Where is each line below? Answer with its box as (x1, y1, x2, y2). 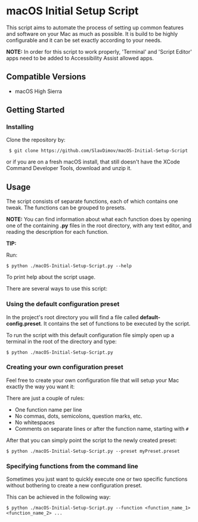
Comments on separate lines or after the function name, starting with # (14, 425, 189, 432)
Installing (6, 123, 34, 131)
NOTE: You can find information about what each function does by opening (6, 216, 191, 223)
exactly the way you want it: (6, 383, 75, 390)
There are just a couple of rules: (6, 394, 85, 401)
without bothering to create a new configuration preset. (6, 482, 143, 489)
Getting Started (6, 105, 65, 115)
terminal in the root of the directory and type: (6, 338, 117, 345)
